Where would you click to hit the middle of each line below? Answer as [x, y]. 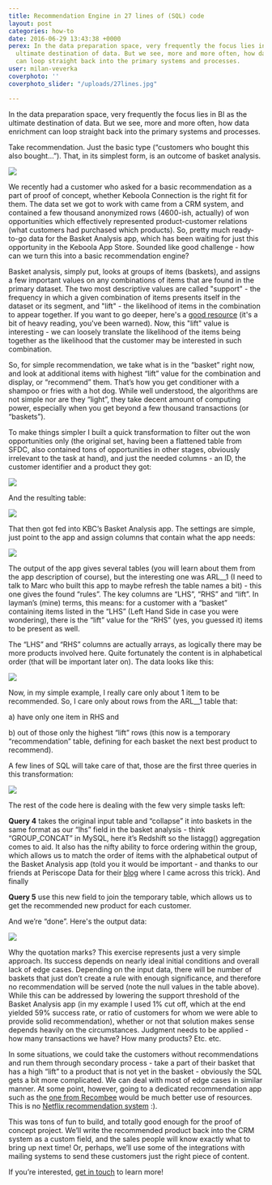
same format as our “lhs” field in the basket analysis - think [107, 829]
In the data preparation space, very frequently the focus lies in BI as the [128, 114]
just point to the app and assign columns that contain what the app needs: [132, 537]
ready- [243, 230]
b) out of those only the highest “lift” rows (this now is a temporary [119, 732]
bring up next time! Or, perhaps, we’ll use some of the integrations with [127, 1147]
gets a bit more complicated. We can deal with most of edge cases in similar [136, 1079]
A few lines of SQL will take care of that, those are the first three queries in [133, 765]
